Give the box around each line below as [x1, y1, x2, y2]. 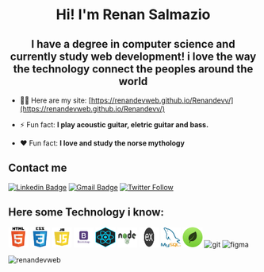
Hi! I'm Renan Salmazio [55, 6, 211, 24]
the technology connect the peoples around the [13, 62, 254, 76]
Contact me [8, 161, 67, 175]
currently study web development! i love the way [10, 49, 257, 63]
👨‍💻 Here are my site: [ [19, 95, 92, 105]
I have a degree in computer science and [31, 37, 235, 51]
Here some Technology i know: [8, 205, 165, 220]
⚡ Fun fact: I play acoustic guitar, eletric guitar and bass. [19, 120, 209, 129]
